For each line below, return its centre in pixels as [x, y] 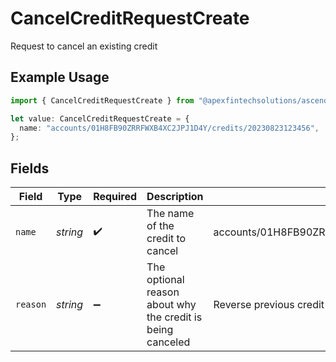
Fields [30, 168]
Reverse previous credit [269, 305]
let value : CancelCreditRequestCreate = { [100, 118]
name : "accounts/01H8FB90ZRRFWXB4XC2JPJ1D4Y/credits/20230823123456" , [169, 128]
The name [170, 214]
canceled [168, 342]
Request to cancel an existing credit [84, 46]
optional [165, 280]
